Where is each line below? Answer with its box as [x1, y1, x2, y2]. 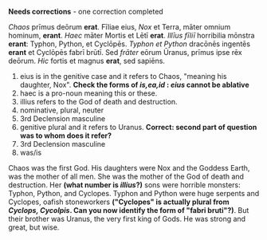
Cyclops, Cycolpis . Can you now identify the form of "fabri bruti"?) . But [8, 206, 249, 214]
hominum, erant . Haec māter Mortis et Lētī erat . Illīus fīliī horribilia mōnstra [8, 31, 255, 40]
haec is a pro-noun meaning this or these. [19, 89, 158, 98]
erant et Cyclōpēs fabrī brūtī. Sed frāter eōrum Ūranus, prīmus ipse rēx [8, 48, 242, 57]
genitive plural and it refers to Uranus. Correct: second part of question [19, 123, 257, 132]
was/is [19, 148, 42, 157]
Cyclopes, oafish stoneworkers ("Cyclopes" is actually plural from [8, 197, 230, 207]
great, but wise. [8, 222, 60, 232]
